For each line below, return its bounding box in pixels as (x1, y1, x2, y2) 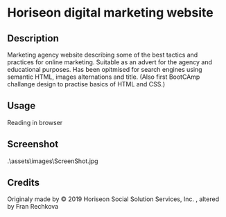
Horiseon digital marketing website (7, 5, 214, 21)
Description (7, 32, 59, 44)
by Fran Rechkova (7, 202, 59, 211)
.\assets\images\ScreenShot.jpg (7, 157, 98, 165)
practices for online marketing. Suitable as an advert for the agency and (7, 58, 213, 66)
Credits (7, 177, 40, 189)
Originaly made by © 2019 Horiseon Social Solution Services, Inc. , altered (7, 195, 220, 203)
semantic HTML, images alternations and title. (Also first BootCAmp (7, 73, 200, 81)
